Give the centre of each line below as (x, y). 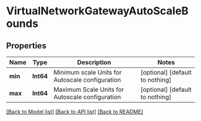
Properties (26, 46)
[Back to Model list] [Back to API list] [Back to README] (75, 112)
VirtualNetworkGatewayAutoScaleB (98, 11)
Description (94, 62)
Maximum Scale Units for (89, 89)
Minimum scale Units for (88, 72)
